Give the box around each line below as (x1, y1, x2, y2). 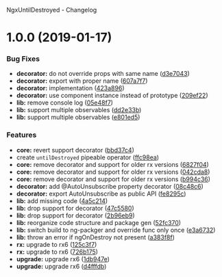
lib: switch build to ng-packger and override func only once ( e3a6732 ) (16, 226, 216, 234)
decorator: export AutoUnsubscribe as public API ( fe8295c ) (16, 189, 186, 198)
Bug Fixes (6, 54, 40, 64)
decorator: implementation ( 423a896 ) (16, 84, 125, 92)
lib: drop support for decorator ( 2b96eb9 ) (16, 211, 135, 220)
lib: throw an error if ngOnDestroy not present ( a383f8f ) (16, 233, 175, 241)
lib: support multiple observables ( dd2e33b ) (16, 106, 142, 114)
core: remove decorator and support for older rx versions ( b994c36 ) (16, 174, 210, 183)
